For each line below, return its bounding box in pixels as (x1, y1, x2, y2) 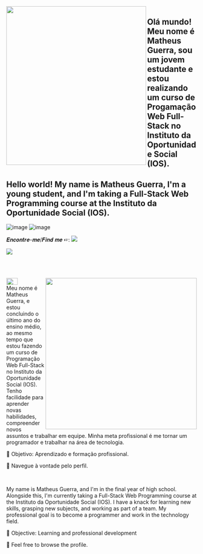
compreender (6, 420, 40, 427)
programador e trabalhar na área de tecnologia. (6, 438, 124, 446)
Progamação (147, 102, 196, 112)
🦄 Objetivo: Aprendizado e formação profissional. (6, 451, 129, 458)
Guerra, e (6, 298, 30, 305)
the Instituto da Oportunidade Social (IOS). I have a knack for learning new (6, 498, 192, 506)
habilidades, (6, 413, 37, 420)
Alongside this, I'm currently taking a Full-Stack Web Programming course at (6, 492, 197, 500)
